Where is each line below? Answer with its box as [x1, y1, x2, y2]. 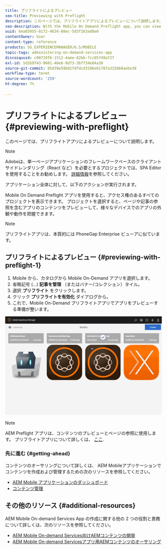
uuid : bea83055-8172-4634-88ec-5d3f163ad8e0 [5, 29, 99, 34]
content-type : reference [5, 40, 57, 45]
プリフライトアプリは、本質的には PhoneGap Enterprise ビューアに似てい [5, 231, 156, 237]
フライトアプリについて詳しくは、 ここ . [23, 437, 104, 443]
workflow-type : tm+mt [5, 71, 50, 76]
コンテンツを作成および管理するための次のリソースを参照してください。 [5, 468, 153, 474]
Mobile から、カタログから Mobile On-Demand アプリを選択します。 [12, 275, 153, 281]
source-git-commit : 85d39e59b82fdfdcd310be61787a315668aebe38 [5, 66, 137, 71]
